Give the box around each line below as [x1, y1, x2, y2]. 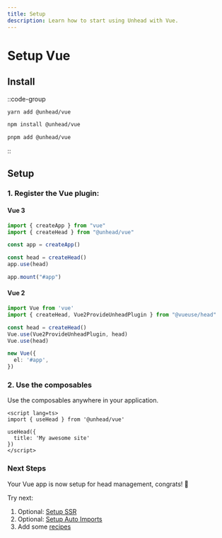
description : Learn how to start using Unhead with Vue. [7, 17, 179, 24]
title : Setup [7, 10, 46, 18]
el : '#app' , [13, 356, 49, 364]
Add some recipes [17, 522, 71, 531]
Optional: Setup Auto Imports [17, 515, 103, 523]
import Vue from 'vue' [7, 304, 74, 312]
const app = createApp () [7, 241, 81, 248]
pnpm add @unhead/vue [7, 134, 71, 141]
